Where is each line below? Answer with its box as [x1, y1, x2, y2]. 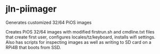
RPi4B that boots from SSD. [5, 44, 61, 50]
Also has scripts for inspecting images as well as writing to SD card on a [5, 39, 152, 45]
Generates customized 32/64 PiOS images [5, 19, 92, 25]
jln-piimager [5, 3, 57, 15]
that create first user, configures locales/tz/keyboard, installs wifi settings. [5, 34, 156, 40]
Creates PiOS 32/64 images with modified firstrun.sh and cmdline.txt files [5, 29, 155, 35]
